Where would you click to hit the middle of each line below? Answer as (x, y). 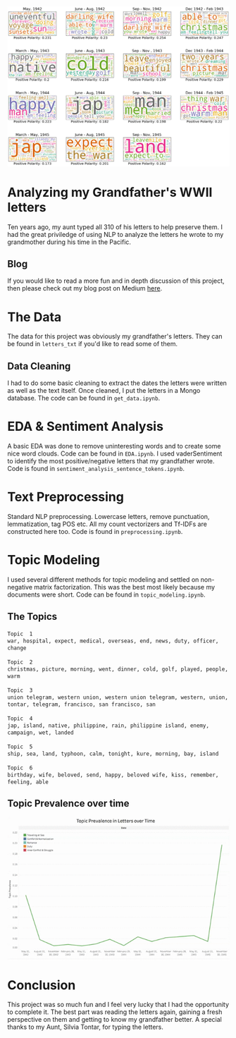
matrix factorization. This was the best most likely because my (125, 587)
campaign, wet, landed (41, 733)
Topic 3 (20, 690)
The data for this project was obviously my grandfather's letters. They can (115, 336)
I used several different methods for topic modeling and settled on (103, 580)
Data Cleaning (39, 366)
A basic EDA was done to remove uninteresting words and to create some (114, 446)
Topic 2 (20, 662)
